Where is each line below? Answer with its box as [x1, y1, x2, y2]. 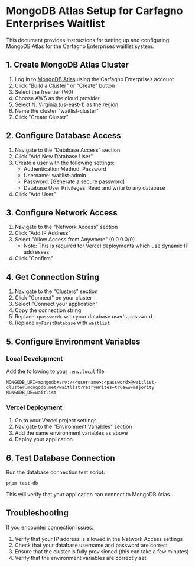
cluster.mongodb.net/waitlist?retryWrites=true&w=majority [6, 384, 155, 390]
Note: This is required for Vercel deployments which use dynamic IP [23, 242, 189, 250]
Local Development [6, 354, 63, 362]
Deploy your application [14, 436, 73, 443]
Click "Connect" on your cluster [14, 294, 93, 301]
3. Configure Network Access [6, 208, 118, 218]
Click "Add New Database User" [14, 152, 93, 160]
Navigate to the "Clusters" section [14, 288, 98, 295]
